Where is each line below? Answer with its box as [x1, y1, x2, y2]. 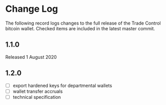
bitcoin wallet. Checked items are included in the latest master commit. [5, 25, 155, 31]
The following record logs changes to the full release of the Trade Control [5, 20, 161, 26]
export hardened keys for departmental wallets [12, 82, 112, 89]
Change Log [5, 3, 58, 15]
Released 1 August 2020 [5, 54, 57, 60]
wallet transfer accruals [12, 88, 63, 94]
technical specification [12, 94, 61, 100]
